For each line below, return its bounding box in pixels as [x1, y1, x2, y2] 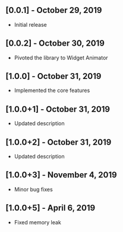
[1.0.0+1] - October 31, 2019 [5, 104, 111, 114]
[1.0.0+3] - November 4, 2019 [5, 170, 117, 180]
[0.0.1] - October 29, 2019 [5, 5, 102, 15]
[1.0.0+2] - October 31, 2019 [5, 137, 112, 147]
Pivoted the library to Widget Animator [14, 54, 108, 61]
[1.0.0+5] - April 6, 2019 [5, 203, 96, 213]
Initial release [14, 21, 47, 28]
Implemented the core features [14, 87, 90, 94]
